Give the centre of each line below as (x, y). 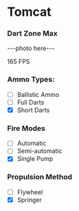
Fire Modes (26, 128)
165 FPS (19, 62)
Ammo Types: (31, 80)
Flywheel (30, 192)
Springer (30, 199)
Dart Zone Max (33, 34)
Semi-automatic (40, 151)
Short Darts (33, 110)
